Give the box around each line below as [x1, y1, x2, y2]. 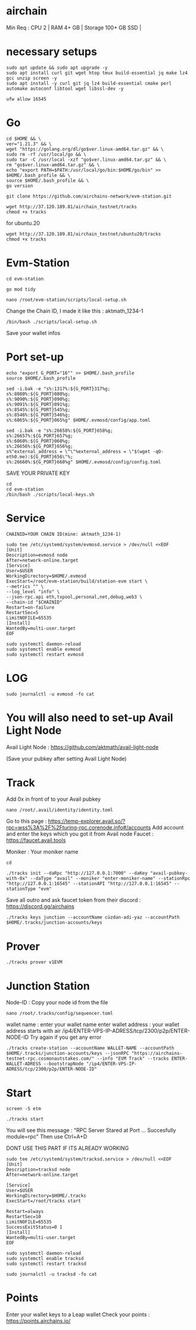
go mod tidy [6, 286, 36, 292]
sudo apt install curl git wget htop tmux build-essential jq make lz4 [6, 70, 188, 76]
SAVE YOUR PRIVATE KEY [6, 469, 70, 477]
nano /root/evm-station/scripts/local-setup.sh [6, 297, 127, 303]
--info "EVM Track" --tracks [97, 1056, 169, 1062]
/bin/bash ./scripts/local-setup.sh [6, 319, 97, 325]
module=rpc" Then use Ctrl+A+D [6, 1133, 88, 1140]
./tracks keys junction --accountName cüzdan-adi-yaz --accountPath [6, 914, 180, 920]
